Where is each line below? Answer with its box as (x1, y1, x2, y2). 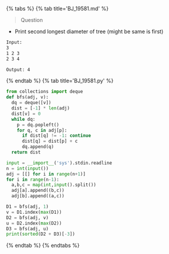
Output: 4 (6, 66, 31, 73)
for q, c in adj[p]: (17, 127, 67, 133)
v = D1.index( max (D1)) (6, 209, 62, 215)
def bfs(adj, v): (6, 94, 49, 100)
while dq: (11, 116, 35, 122)
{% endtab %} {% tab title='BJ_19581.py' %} (6, 77, 114, 85)
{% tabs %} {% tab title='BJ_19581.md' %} (6, 5, 109, 12)
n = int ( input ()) (6, 165, 49, 171)
